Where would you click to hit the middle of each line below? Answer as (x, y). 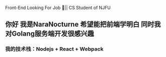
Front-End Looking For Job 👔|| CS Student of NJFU (58, 8)
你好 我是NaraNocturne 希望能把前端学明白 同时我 (83, 25)
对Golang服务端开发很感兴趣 (50, 34)
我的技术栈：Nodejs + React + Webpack (54, 49)
